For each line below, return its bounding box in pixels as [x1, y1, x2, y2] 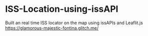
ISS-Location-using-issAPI [5, 3, 118, 15]
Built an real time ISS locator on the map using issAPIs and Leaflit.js [5, 20, 143, 26]
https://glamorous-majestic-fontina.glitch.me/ [5, 25, 99, 31]
